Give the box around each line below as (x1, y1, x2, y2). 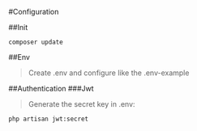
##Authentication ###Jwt (8, 84, 95, 93)
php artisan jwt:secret (8, 115, 89, 123)
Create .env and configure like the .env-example (28, 68, 190, 78)
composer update (8, 38, 63, 46)
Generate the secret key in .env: (28, 99, 135, 108)
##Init (8, 23, 28, 32)
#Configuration (8, 7, 59, 16)
